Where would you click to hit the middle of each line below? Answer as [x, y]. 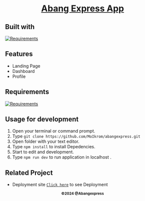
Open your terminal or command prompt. [54, 131]
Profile [19, 76]
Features [19, 54]
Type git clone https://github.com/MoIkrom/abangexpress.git [76, 136]
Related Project [29, 173]
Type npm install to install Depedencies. [54, 147]
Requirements [27, 92]
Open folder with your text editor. [46, 141]
